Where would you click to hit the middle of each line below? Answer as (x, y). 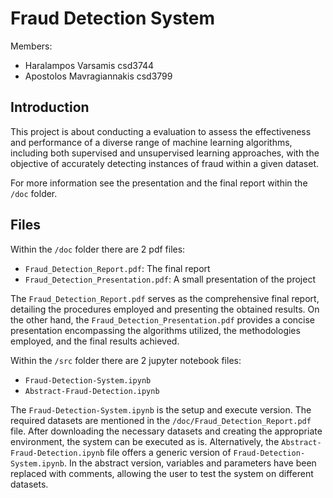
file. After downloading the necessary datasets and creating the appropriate (166, 431)
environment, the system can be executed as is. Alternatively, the (145, 441)
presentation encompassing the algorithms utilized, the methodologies (155, 330)
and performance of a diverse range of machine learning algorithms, (151, 142)
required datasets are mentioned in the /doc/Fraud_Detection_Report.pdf (161, 420)
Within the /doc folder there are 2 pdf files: (98, 249)
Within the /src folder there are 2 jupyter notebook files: (126, 360)
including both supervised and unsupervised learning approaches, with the (165, 153)
